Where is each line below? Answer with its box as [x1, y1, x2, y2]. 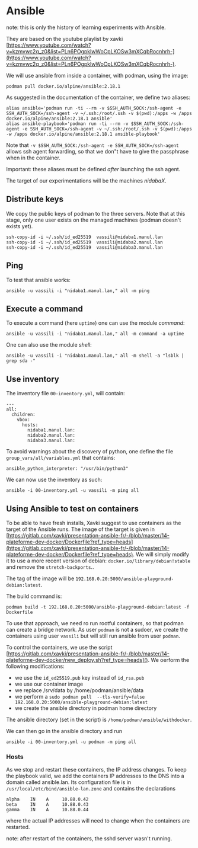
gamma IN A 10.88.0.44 [6, 807, 89, 813]
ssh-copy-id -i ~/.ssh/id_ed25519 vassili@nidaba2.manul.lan [6, 239, 163, 245]
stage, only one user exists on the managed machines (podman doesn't [6, 216, 181, 223]
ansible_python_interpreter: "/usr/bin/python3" [6, 466, 129, 472]
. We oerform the [148, 657, 190, 663]
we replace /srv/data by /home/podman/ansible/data [14, 687, 144, 694]
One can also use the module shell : [6, 341, 92, 348]
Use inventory [6, 374, 59, 384]
